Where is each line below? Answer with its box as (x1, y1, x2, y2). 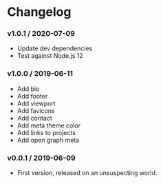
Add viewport (17, 99, 56, 108)
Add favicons (17, 106, 55, 114)
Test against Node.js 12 (17, 52, 84, 60)
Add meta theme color (17, 121, 81, 130)
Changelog (7, 4, 72, 20)
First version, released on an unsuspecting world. (17, 169, 157, 177)
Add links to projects (17, 128, 76, 136)
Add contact (17, 114, 53, 122)
